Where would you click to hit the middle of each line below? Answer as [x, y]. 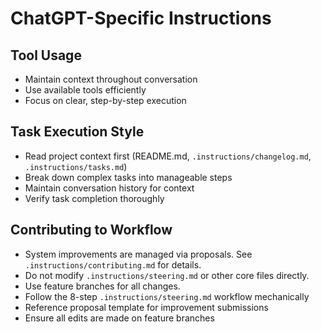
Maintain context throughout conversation [111, 79]
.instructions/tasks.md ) [76, 166]
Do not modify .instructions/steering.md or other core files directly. [167, 275]
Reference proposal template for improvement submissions [146, 307]
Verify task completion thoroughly [94, 198]
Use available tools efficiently [85, 90]
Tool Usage [46, 55]
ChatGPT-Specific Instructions [141, 18]
